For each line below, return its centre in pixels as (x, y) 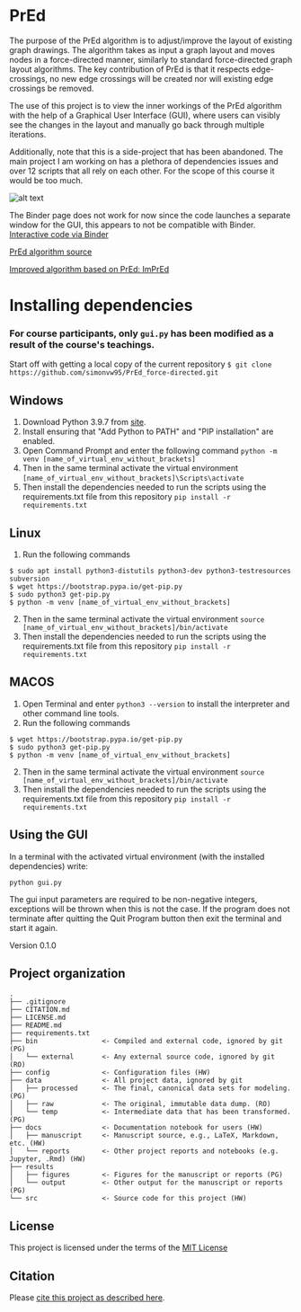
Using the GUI (49, 835)
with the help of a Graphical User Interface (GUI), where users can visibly (145, 115)
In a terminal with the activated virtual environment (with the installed (137, 856)
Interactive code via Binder (59, 234)
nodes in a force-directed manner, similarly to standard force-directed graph (151, 59)
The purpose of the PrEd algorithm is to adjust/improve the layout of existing (151, 40)
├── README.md (36, 1025)
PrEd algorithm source (51, 252)
